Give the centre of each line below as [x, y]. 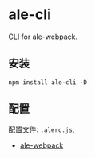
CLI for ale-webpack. [43, 37]
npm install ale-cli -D [48, 82]
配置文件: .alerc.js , [42, 129]
